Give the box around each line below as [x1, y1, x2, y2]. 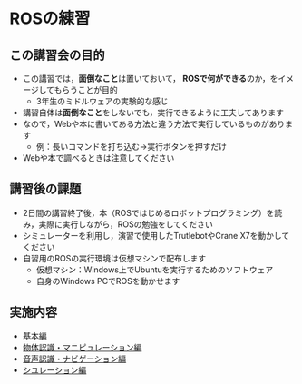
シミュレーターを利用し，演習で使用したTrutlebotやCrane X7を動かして [22, 230, 290, 241]
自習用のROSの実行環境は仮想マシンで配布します [22, 252, 207, 263]
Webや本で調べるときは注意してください [22, 153, 175, 163]
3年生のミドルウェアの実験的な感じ [35, 96, 170, 106]
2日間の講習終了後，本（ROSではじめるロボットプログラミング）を [22, 207, 275, 218]
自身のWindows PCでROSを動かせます [35, 275, 180, 286]
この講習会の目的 [9, 47, 105, 63]
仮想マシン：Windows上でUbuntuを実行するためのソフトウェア [35, 264, 274, 275]
